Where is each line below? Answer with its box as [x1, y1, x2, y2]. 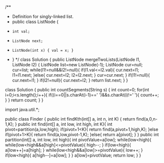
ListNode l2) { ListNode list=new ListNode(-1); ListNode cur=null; [12, 62, 143, 67]
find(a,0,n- [136, 116, 158, 122]
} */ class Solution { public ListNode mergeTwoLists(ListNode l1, [12, 57, 141, 62]
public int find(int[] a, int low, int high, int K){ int [18, 122, 113, 127]
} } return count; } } [5, 97, 44, 103]
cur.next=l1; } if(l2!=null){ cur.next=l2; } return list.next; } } [12, 78, 128, 83]
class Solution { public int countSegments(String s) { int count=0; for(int [5, 87, 149, 92]
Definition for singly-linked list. [12, 14, 74, 19]
